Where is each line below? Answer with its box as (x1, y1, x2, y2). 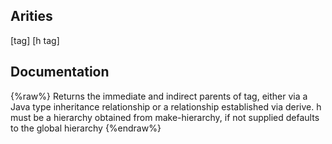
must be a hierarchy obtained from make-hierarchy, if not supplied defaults (10, 111, 320, 123)
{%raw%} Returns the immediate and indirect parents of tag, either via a (10, 90, 308, 102)
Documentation (10, 64, 110, 81)
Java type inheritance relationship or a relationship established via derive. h (10, 100, 322, 113)
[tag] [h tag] (10, 34, 60, 46)
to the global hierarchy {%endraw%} (10, 122, 162, 134)
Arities (10, 8, 53, 25)
